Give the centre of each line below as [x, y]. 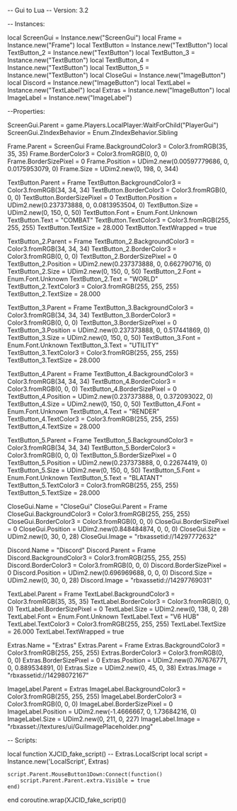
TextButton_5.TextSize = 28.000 [54, 493]
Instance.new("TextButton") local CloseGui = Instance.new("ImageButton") [117, 75]
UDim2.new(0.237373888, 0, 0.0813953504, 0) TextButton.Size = [103, 205]
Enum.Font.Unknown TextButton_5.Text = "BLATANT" [85, 478]
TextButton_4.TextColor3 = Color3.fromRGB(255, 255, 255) [93, 419]
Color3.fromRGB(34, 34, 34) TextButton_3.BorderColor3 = [92, 315]
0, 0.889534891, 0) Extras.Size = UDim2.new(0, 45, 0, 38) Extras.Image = [115, 668]
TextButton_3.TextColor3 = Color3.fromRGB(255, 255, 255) [93, 352]
